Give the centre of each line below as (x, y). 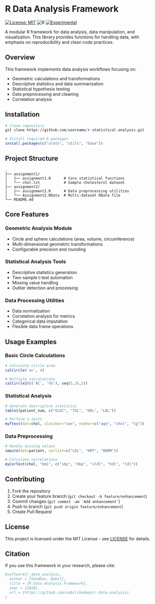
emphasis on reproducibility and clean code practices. (60, 42)
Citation (17, 554)
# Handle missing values (30, 446)
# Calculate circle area (30, 365)
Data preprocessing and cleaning (45, 94)
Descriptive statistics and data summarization (58, 84)
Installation (22, 114)
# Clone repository (25, 126)
